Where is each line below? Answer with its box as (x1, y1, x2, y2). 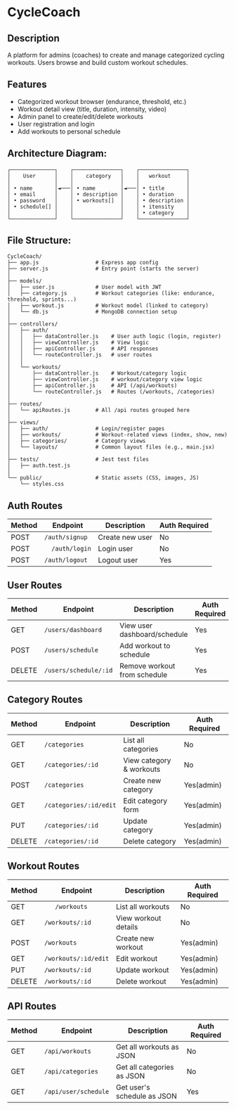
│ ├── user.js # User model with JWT (7, 284, 162, 291)
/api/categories (44, 1067, 98, 1076)
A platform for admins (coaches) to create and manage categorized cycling (7, 51, 225, 59)
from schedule (119, 670, 168, 680)
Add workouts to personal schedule (17, 127, 121, 136)
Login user (98, 544, 133, 554)
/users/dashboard (44, 626, 103, 634)
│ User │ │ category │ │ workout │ (7, 172, 190, 179)
